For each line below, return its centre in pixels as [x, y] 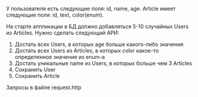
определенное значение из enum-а [60, 57]
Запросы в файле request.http [44, 87]
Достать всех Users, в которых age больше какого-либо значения [99, 44]
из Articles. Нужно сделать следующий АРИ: [63, 33]
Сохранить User [35, 70]
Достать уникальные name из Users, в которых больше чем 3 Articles [103, 63]
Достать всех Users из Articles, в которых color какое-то [87, 51]
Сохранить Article [37, 76]
